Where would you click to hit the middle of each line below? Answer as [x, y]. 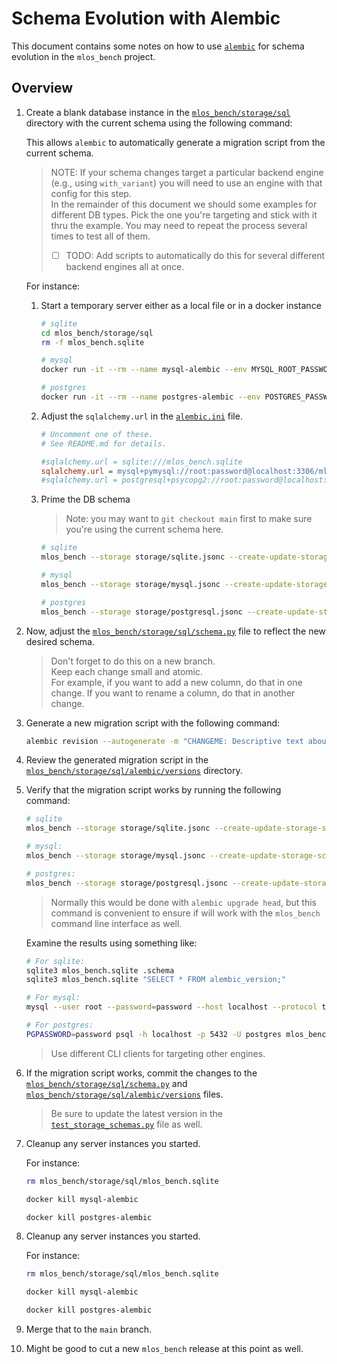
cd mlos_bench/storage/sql [97, 333]
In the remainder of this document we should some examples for [184, 204]
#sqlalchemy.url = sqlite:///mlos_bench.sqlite [141, 462]
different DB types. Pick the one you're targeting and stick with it [184, 214]
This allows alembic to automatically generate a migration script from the [175, 142]
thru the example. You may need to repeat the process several [179, 225]
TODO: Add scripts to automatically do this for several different [195, 255]
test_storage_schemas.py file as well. [126, 1124]
